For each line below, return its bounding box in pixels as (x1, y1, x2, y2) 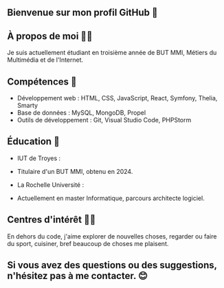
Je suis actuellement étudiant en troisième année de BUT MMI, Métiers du (7, 49, 217, 57)
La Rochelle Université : (16, 180, 85, 189)
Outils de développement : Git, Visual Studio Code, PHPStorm (16, 116, 192, 124)
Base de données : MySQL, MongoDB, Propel (16, 109, 146, 117)
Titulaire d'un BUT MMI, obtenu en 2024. (16, 167, 133, 175)
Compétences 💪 (7, 76, 77, 87)
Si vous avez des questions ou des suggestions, (7, 259, 218, 272)
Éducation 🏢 (7, 135, 60, 148)
